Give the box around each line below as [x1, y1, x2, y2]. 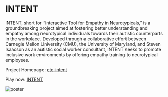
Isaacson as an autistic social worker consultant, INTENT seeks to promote [5, 46, 162, 52]
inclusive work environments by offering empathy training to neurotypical [5, 51, 158, 58]
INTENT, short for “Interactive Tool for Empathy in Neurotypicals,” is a [5, 20, 151, 26]
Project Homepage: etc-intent [5, 66, 67, 73]
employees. [5, 57, 29, 63]
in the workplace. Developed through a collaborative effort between [5, 36, 147, 42]
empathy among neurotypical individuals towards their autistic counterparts [5, 30, 163, 36]
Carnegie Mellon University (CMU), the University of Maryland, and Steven [5, 41, 161, 47]
